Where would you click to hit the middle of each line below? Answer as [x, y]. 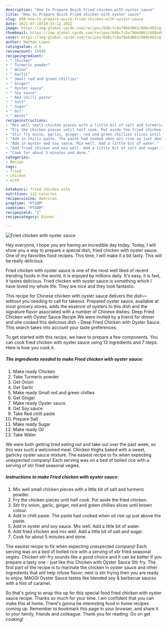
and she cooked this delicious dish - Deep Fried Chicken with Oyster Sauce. [83, 322]
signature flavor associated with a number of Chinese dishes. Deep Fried [80, 312]
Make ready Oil [28, 430]
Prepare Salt [26, 419]
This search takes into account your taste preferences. [61, 327]
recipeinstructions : [27, 120]
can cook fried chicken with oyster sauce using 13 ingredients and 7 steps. [82, 342]
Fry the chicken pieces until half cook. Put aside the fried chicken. [80, 500]
